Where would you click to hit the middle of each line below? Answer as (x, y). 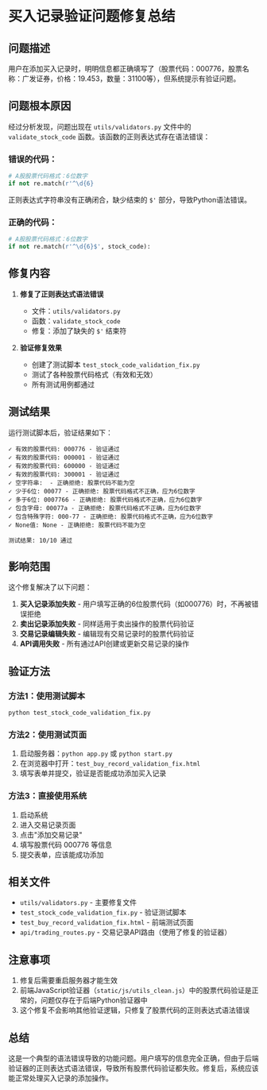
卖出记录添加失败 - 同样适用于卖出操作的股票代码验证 (107, 624)
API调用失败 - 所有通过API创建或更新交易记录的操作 (104, 644)
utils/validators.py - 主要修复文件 (78, 903)
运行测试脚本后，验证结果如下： (60, 432)
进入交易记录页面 (48, 825)
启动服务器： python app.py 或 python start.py (96, 754)
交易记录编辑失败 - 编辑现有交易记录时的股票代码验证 (107, 634)
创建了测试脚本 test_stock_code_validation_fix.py (116, 364)
